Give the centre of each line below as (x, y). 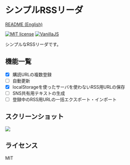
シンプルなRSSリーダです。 (33, 44)
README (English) (24, 24)
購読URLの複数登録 (32, 74)
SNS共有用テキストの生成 (39, 93)
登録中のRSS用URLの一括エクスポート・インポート (65, 99)
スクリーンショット (34, 117)
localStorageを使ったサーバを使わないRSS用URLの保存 (69, 87)
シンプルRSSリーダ (44, 10)
